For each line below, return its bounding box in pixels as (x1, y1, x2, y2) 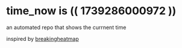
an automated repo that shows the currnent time (6, 24, 127, 31)
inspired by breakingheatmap (6, 35, 80, 42)
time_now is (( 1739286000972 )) (6, 4, 177, 18)
